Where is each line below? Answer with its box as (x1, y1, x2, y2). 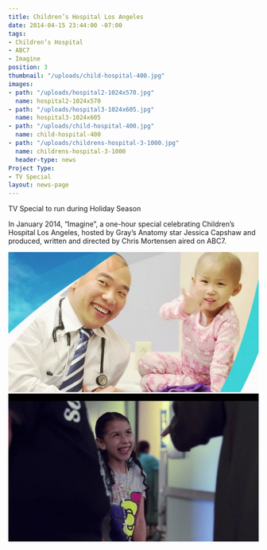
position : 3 (8, 64, 48, 72)
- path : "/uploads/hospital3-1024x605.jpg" (8, 105, 155, 113)
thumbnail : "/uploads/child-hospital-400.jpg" (8, 72, 165, 80)
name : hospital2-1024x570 (15, 96, 102, 105)
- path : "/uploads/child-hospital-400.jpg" (8, 122, 155, 131)
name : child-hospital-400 (15, 131, 102, 139)
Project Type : (8, 164, 56, 172)
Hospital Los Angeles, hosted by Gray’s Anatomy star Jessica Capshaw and (8, 228, 256, 238)
